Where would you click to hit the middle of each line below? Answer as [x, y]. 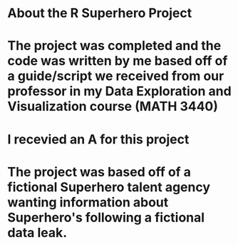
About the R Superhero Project [100, 13]
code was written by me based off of [118, 61]
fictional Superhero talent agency [109, 187]
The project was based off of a [99, 172]
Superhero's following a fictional [106, 217]
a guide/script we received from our [116, 76]
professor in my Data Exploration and [119, 91]
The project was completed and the [114, 46]
